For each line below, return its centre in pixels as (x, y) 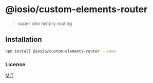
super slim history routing (45, 23)
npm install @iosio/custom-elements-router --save (61, 51)
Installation (24, 39)
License (15, 64)
